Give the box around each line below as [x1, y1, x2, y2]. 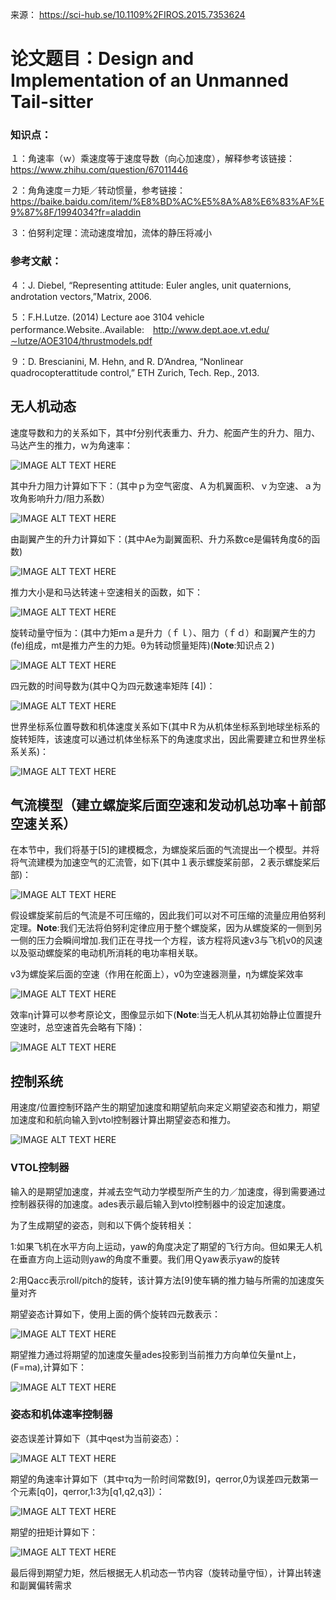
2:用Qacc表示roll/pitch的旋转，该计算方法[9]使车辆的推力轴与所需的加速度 [10, 1274, 316, 1286]
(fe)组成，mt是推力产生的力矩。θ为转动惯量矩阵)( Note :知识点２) [10, 639, 275, 651]
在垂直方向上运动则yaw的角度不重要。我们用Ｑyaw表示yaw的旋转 [10, 1253, 281, 1265]
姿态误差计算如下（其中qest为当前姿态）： [10, 1432, 182, 1444]
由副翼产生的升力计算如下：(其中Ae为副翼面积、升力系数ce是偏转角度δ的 [10, 533, 312, 545]
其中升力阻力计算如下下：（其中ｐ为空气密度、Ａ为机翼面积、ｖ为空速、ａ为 [10, 479, 322, 492]
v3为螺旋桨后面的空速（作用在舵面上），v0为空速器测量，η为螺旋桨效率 [10, 968, 304, 980]
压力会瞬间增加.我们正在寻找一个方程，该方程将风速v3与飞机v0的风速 [36, 934, 323, 947]
